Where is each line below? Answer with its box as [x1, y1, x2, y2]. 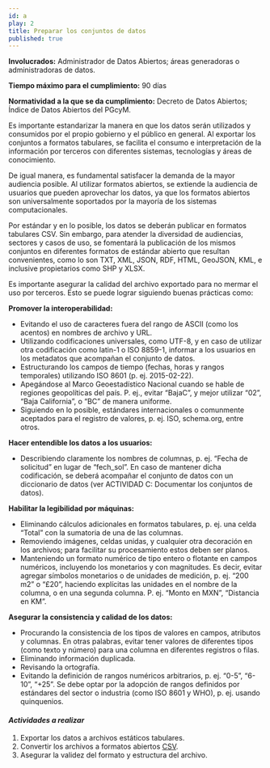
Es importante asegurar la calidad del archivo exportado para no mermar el [8, 280, 259, 289]
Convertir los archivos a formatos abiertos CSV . [19, 741, 179, 752]
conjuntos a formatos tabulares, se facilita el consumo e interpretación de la [8, 138, 262, 148]
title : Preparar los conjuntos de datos [8, 27, 147, 35]
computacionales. [8, 205, 68, 215]
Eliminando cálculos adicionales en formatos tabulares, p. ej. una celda [19, 519, 257, 530]
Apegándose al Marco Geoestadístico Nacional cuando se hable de [19, 379, 245, 389]
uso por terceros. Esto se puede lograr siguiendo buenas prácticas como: [8, 288, 254, 297]
